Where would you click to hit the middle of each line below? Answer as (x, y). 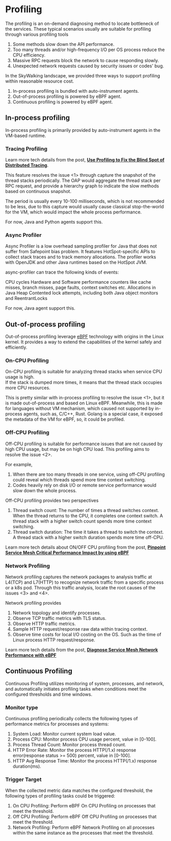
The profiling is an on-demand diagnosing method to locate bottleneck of (82, 23)
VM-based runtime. (26, 135)
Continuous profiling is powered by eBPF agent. (63, 102)
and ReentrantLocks (26, 299)
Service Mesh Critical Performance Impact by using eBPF (67, 552)
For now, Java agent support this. (40, 308)
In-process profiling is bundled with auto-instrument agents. (76, 91)
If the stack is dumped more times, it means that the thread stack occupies (84, 383)
